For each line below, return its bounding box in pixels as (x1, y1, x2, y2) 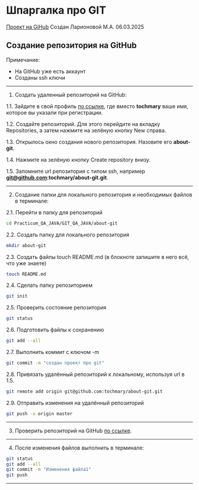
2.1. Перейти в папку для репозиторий (6, 208, 102, 216)
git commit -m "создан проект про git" (6, 360, 105, 366)
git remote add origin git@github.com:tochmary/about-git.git (6, 388, 163, 394)
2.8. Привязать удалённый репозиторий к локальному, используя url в (6, 371, 185, 378)
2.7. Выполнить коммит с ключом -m (6, 349, 99, 355)
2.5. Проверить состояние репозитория (6, 304, 107, 311)
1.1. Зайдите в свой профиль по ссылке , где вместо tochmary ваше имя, (6, 102, 188, 110)
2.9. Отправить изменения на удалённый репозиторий (6, 399, 144, 406)
